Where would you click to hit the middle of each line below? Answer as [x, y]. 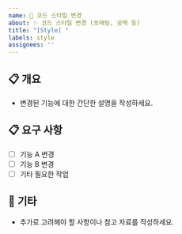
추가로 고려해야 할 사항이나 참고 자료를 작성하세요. [97, 221]
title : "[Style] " [38, 30]
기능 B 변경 [37, 164]
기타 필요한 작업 [44, 174]
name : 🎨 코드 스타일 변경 [45, 15]
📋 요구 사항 [36, 130]
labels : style [32, 38]
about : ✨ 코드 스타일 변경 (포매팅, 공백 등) [74, 23]
